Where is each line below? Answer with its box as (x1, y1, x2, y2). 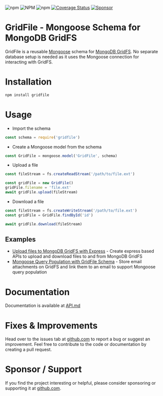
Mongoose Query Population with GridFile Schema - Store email (12, 259, 142, 265)
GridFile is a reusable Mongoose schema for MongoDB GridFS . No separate (5, 48, 159, 54)
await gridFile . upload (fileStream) (5, 190, 78, 195)
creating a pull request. (5, 347, 52, 353)
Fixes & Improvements (5, 320, 98, 331)
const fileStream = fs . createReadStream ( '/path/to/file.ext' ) (5, 172, 135, 177)
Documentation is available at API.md (5, 303, 81, 308)
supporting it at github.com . (5, 385, 61, 391)
